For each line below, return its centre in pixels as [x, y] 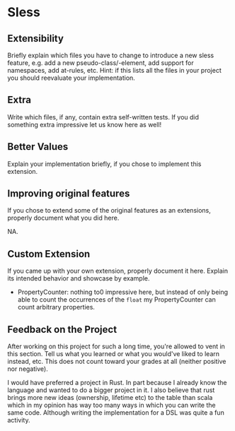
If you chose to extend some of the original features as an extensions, [109, 211]
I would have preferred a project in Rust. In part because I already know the [117, 383]
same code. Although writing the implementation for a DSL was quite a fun [116, 413]
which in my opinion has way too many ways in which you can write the [111, 405]
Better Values [38, 147]
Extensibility [35, 39]
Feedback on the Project [62, 329]
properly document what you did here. [63, 218]
